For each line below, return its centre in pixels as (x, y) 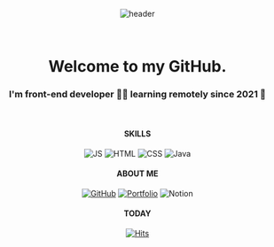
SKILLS (137, 134)
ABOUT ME (137, 174)
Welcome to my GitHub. (137, 67)
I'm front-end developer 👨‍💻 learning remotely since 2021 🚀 (137, 95)
